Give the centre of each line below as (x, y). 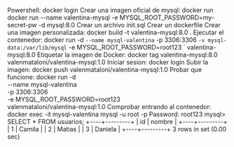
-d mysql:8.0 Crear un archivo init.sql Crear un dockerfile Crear (129, 25)
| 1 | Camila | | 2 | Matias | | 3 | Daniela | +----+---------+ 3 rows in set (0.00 (117, 129)
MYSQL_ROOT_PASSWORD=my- (167, 17)
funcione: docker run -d (42, 77)
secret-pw (22, 25)
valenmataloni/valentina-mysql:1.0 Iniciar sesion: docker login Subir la (108, 62)
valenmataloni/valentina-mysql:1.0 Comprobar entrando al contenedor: (109, 107)
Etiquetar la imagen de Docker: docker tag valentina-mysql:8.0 (128, 55)
